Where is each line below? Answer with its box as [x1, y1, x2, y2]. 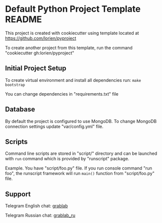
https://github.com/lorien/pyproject [5, 35, 77, 41]
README [5, 14, 42, 25]
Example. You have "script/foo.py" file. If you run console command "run [5, 165, 152, 171]
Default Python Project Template [5, 3, 141, 15]
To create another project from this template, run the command [5, 45, 133, 50]
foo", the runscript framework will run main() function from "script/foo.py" [5, 171, 155, 176]
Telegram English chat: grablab [5, 203, 68, 209]
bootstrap [5, 82, 26, 87]
